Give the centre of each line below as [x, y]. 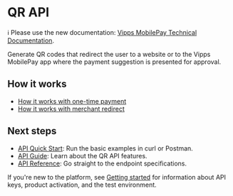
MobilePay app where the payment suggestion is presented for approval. [114, 62]
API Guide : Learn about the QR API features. [82, 156]
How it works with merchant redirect [71, 109]
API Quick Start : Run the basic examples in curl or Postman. [105, 148]
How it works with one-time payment [72, 101]
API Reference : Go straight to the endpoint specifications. [102, 163]
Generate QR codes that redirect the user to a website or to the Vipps [109, 54]
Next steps [32, 131]
